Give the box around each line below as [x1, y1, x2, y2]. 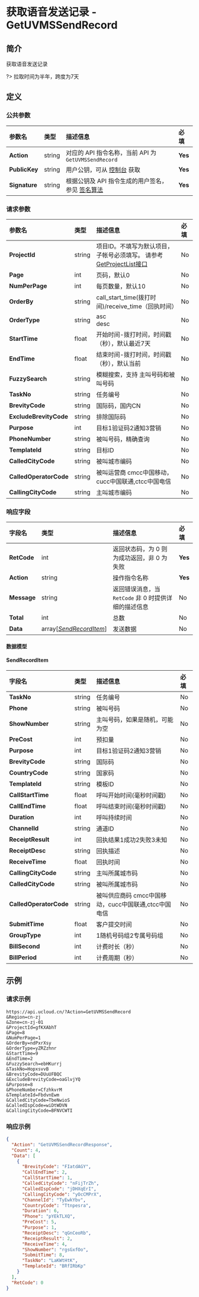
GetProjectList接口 [96, 259, 148, 268]
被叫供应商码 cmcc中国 [96, 892, 161, 900]
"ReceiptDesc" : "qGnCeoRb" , [21, 1230, 92, 1236]
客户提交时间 [96, 921, 132, 929]
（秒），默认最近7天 [96, 339, 151, 347]
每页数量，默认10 [96, 282, 146, 290]
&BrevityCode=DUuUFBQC [6, 1071, 62, 1077]
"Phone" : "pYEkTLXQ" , [21, 1213, 76, 1220]
